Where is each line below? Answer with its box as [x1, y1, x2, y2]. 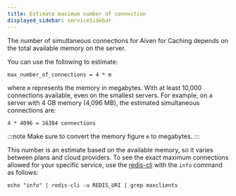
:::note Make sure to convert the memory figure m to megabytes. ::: [7, 132, 200, 140]
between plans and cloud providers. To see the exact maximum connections [7, 153, 229, 161]
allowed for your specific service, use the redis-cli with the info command [7, 160, 223, 169]
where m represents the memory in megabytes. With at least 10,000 [7, 83, 202, 92]
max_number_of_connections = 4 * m [7, 71, 112, 78]
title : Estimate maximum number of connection [7, 10, 147, 18]
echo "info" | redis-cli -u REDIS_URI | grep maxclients [7, 181, 178, 189]
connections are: [7, 106, 56, 114]
